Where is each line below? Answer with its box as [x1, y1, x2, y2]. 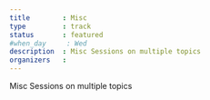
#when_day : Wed [9, 38, 88, 48]
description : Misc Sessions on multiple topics [9, 47, 202, 56]
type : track [9, 22, 92, 31]
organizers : [9, 55, 67, 65]
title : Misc [9, 13, 88, 23]
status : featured [9, 30, 104, 39]
